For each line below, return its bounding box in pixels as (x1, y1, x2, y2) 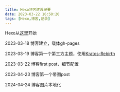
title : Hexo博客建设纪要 (5, 7, 51, 12)
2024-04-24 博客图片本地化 (5, 82, 62, 88)
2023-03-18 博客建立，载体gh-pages (5, 40, 80, 46)
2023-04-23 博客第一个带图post (5, 72, 70, 77)
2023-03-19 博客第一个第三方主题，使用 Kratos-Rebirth (5, 51, 115, 56)
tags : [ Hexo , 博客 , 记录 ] (5, 16, 50, 21)
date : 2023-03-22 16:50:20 (5, 12, 60, 17)
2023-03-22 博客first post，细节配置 (5, 61, 79, 67)
